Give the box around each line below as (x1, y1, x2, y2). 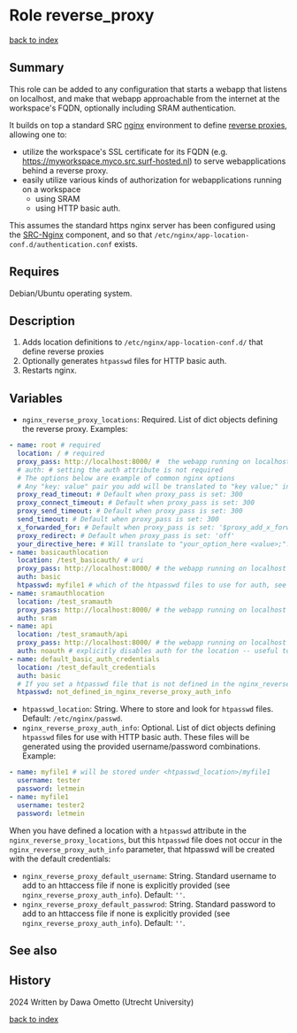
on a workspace (21, 183, 81, 195)
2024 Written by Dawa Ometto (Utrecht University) (9, 997, 194, 1007)
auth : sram (17, 613, 57, 622)
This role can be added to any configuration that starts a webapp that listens (9, 83, 287, 94)
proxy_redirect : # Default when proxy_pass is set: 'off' (17, 531, 236, 540)
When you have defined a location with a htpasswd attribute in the (9, 825, 247, 836)
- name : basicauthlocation (9, 548, 109, 557)
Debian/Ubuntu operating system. (9, 288, 133, 298)
